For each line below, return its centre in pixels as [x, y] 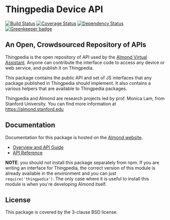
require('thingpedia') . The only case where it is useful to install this [77, 178]
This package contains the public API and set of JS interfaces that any [78, 78]
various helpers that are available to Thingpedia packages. [66, 88]
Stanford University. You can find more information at [61, 104]
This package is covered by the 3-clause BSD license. [61, 212]
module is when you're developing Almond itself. [56, 184]
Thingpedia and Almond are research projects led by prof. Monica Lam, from [85, 98]
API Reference [28, 152]
